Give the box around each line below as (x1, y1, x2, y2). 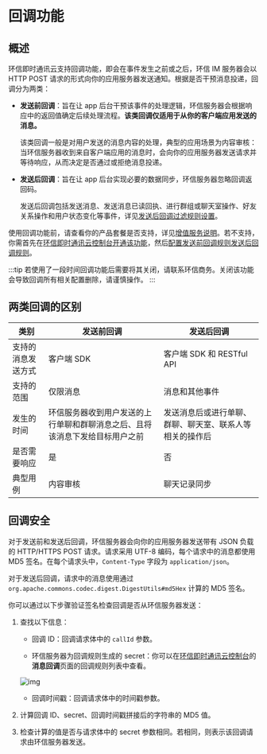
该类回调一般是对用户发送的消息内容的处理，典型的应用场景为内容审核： (19, 138, 257, 147)
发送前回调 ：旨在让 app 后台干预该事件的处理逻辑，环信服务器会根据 (19, 101, 246, 110)
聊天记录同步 (163, 478, 212, 489)
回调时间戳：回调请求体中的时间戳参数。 (31, 693, 164, 702)
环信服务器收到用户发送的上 (48, 406, 153, 418)
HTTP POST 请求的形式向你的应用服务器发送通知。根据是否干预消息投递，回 (8, 74, 258, 84)
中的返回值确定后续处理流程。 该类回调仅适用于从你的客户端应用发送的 (26, 111, 257, 120)
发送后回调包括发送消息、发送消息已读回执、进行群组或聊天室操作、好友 (19, 201, 257, 211)
